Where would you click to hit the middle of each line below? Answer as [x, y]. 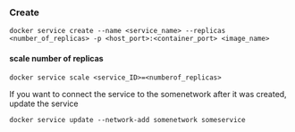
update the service [44, 103]
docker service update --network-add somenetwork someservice [127, 120]
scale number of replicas [57, 58]
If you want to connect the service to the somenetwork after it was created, [148, 94]
